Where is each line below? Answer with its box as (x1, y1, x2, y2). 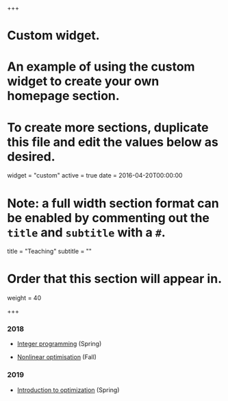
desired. (7, 149, 55, 165)
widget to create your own (7, 73, 160, 89)
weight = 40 (7, 294, 42, 302)
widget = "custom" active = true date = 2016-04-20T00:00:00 (7, 171, 183, 180)
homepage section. (7, 88, 120, 104)
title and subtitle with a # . (7, 224, 166, 240)
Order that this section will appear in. (7, 271, 223, 287)
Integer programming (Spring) (16, 340, 102, 348)
